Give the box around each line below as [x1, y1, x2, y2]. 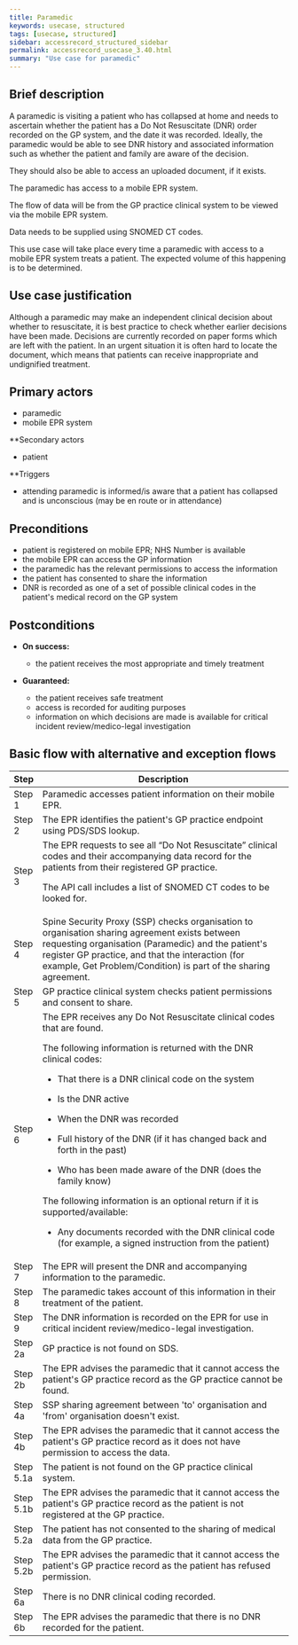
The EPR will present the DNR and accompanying [42, 1260, 247, 1273]
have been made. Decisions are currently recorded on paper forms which [9, 330, 278, 341]
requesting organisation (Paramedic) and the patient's [42, 937, 268, 950]
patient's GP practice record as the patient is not [42, 1497, 244, 1509]
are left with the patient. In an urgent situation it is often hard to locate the [9, 340, 278, 350]
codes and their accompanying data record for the [42, 850, 253, 862]
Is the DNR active [57, 1093, 129, 1105]
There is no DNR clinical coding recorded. [42, 1590, 216, 1602]
